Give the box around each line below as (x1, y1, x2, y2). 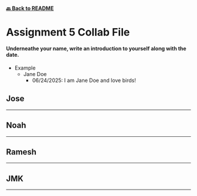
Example (14, 64, 36, 71)
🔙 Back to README (6, 5, 54, 12)
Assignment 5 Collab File (6, 25, 130, 39)
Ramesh (6, 147, 37, 157)
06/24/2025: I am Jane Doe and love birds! (32, 77, 136, 84)
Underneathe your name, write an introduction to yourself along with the (6, 45, 186, 52)
